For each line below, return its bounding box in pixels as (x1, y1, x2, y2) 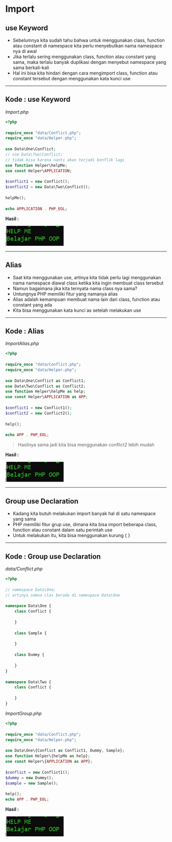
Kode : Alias (5, 327, 45, 335)
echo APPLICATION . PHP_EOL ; (5, 206, 68, 211)
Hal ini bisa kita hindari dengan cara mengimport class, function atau (12, 70, 158, 76)
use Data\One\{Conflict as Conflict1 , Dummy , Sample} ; (5, 748, 125, 754)
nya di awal (12, 48, 37, 54)
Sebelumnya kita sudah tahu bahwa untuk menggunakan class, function (12, 37, 165, 43)
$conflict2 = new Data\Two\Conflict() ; (5, 185, 91, 190)
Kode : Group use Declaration (5, 552, 101, 561)
